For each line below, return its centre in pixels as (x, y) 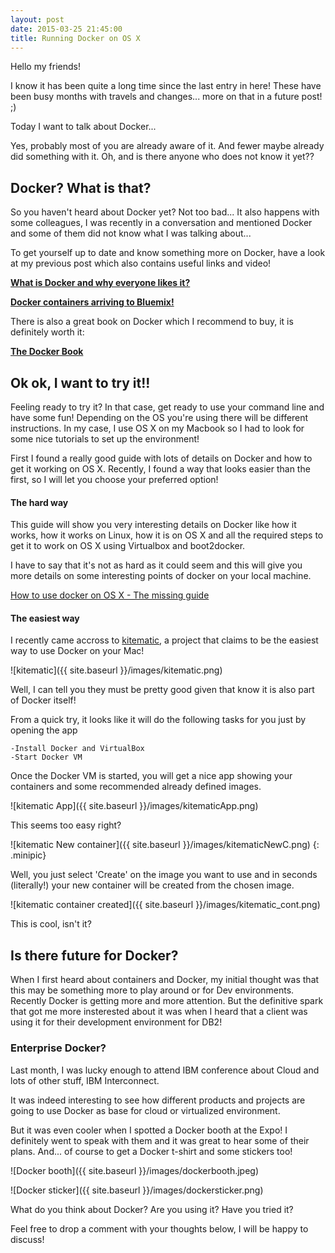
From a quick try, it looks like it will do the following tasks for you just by (158, 720)
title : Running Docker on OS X (75, 38)
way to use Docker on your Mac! (77, 651)
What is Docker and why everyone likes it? (100, 283)
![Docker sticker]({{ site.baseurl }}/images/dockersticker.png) (137, 1190)
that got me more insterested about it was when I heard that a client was (159, 1012)
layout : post (37, 19)
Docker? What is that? (81, 187)
